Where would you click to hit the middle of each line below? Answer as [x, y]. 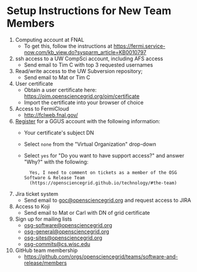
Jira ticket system [36, 194]
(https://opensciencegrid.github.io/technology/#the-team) [103, 183]
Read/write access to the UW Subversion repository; [79, 71]
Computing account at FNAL [50, 40]
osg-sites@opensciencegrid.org [63, 238]
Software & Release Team [54, 178]
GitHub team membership [46, 250]
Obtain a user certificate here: [60, 90]
